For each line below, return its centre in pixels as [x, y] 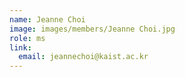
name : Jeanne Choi [47, 19]
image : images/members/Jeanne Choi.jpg [92, 29]
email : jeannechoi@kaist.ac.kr [83, 57]
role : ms [27, 38]
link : [20, 47]
